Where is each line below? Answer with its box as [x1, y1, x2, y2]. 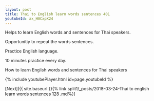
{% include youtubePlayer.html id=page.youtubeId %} [5, 76, 114, 83]
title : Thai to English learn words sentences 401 [5, 12, 110, 17]
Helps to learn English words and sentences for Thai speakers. [5, 30, 131, 35]
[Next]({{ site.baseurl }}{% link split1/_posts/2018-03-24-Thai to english [5, 86, 150, 92]
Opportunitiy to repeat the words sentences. [5, 39, 94, 45]
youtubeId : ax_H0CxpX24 [5, 16, 54, 21]
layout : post [5, 7, 32, 12]
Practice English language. [5, 48, 58, 54]
